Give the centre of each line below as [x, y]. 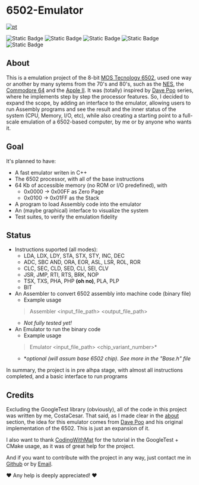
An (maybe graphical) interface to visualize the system [81, 210]
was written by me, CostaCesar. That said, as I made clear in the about [93, 416]
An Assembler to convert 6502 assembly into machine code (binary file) [103, 294]
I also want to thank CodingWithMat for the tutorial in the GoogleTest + [92, 440]
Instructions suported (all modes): [56, 249]
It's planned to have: [31, 161]
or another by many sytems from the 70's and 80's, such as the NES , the [95, 84]
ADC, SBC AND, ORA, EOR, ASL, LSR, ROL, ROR [82, 262]
